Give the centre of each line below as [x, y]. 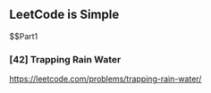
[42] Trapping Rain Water [65, 59]
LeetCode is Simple [64, 15]
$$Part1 [24, 36]
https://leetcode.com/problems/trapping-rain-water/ [105, 79]
